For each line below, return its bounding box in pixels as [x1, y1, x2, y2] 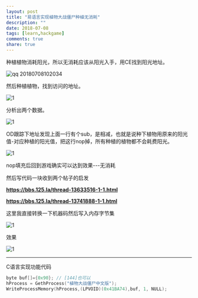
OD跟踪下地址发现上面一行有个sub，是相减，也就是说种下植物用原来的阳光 [6, 130, 189, 137]
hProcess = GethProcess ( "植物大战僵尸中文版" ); [6, 280, 117, 286]
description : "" [6, 19, 46, 25]
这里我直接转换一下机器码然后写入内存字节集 [6, 209, 115, 217]
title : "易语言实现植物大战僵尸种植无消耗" [6, 14, 100, 20]
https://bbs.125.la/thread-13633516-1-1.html [6, 186, 118, 193]
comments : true [6, 36, 44, 42]
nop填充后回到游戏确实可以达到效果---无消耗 [6, 162, 116, 169]
